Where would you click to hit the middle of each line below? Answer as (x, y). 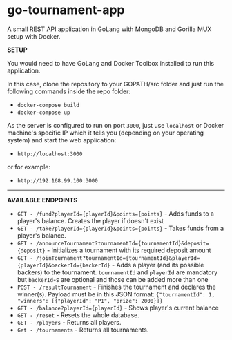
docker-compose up (43, 113)
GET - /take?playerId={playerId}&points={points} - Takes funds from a (120, 228)
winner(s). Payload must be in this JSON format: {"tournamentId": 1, (116, 294)
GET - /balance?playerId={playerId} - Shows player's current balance (118, 308)
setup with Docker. (34, 36)
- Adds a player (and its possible (158, 265)
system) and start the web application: (62, 140)
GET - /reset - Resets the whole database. (78, 315)
